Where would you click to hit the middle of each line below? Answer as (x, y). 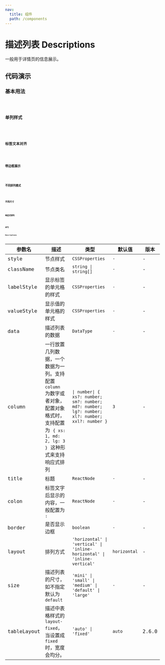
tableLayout (24, 631)
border (16, 527)
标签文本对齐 (16, 144)
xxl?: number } (90, 421)
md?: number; (87, 407)
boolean (81, 528)
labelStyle (23, 287)
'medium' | (85, 585)
